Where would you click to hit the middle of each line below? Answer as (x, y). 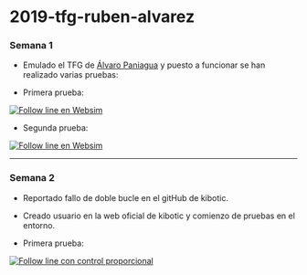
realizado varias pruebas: (70, 75)
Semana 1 (31, 46)
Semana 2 (32, 178)
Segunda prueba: (55, 128)
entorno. (39, 225)
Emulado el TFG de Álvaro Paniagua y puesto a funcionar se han (144, 65)
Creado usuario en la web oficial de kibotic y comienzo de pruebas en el (159, 216)
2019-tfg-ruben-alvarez (102, 17)
